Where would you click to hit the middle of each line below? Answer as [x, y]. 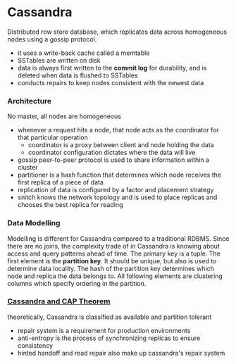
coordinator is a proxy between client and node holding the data [121, 145]
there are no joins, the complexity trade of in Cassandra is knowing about [113, 246]
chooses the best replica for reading [70, 205]
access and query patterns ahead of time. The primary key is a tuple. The [114, 253]
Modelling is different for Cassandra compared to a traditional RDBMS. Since [118, 238]
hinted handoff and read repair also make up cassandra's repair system [121, 353]
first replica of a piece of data [61, 182]
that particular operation [52, 137]
